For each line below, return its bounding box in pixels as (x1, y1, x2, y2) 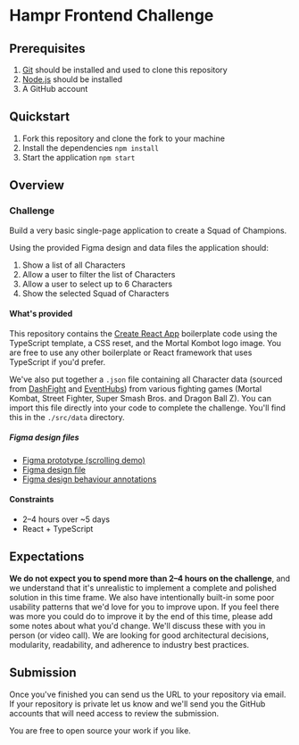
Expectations (9, 550, 85, 565)
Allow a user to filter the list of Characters (21, 269, 176, 279)
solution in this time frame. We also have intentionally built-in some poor (9, 592, 275, 602)
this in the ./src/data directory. (9, 411, 125, 422)
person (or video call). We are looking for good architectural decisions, (9, 630, 270, 641)
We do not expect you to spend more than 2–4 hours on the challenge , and (9, 573, 291, 584)
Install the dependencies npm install (21, 142, 159, 153)
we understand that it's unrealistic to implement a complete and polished (9, 582, 277, 593)
